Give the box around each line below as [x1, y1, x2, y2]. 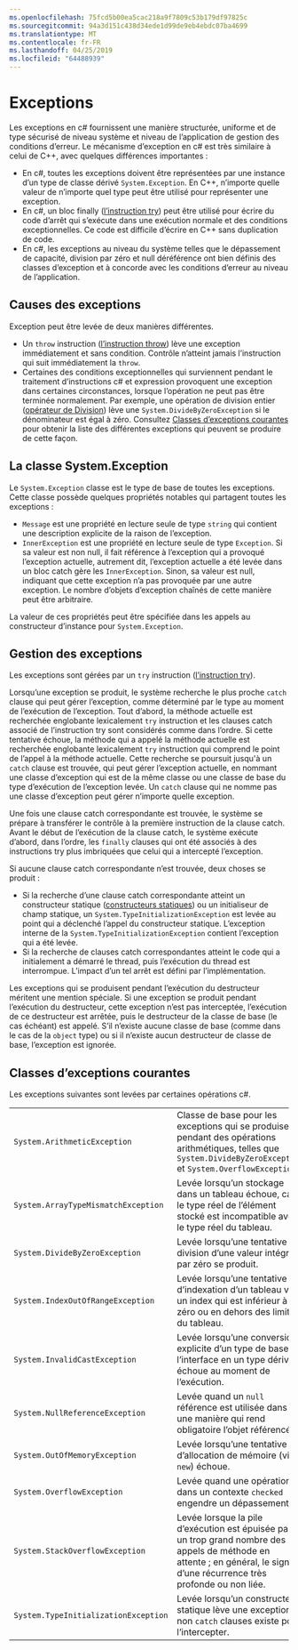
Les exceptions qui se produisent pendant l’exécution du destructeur [9, 983, 260, 994]
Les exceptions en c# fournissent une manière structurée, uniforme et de [9, 122, 277, 133]
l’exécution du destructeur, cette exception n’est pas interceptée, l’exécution [9, 1002, 287, 1012]
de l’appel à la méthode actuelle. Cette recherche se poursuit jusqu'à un [9, 753, 272, 764]
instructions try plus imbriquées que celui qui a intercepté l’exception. [9, 846, 263, 857]
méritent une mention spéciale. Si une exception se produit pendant [9, 993, 257, 1003]
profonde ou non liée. [176, 1578, 266, 1590]
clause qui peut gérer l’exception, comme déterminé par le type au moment [9, 696, 285, 707]
